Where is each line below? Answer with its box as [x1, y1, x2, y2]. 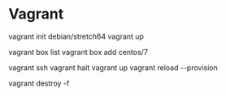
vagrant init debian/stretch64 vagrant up [8, 31, 145, 41]
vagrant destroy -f [8, 78, 70, 88]
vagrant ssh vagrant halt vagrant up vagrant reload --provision [8, 62, 218, 73]
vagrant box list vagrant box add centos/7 [8, 47, 149, 56]
